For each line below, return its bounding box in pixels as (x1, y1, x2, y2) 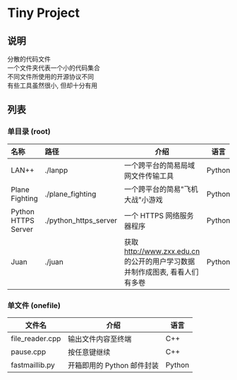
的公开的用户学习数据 (123, 256, 195, 266)
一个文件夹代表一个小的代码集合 (7, 63, 100, 72)
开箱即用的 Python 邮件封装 (68, 360, 159, 370)
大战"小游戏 (123, 195, 164, 204)
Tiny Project (7, 5, 80, 21)
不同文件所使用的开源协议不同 (7, 73, 94, 80)
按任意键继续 (68, 347, 111, 357)
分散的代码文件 (7, 55, 51, 63)
